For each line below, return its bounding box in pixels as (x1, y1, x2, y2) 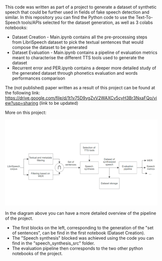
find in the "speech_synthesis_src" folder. (12, 240, 95, 246)
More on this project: (5, 110, 47, 115)
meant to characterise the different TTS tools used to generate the (12, 55, 145, 60)
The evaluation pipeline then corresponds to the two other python (12, 245, 144, 251)
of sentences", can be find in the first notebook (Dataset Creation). (12, 230, 145, 236)
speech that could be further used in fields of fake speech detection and (5, 9, 150, 15)
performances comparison (12, 75, 65, 81)
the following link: (5, 90, 40, 96)
